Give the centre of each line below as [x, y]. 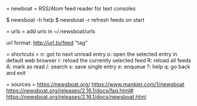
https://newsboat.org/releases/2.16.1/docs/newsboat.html [76, 97]
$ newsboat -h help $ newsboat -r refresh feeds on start [75, 20]
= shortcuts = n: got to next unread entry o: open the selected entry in [92, 54]
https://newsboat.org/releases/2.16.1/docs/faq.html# [70, 90]
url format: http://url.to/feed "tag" [47, 43]
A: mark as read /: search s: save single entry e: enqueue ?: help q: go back [99, 67]
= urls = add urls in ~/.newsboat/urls [51, 31]
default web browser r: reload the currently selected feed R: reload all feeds [99, 60]
